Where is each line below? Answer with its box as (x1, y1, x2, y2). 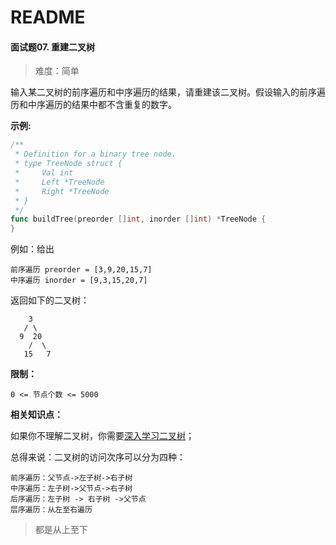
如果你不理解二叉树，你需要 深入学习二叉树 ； (10, 430, 195, 442)
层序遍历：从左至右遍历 (10, 505, 93, 515)
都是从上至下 (34, 524, 88, 536)
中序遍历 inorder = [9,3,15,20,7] (10, 276, 148, 286)
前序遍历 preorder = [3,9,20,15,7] (10, 265, 153, 275)
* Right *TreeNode (14, 186, 110, 196)
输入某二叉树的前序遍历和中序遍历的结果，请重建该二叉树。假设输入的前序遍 (10, 86, 326, 98)
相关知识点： (10, 409, 63, 421)
